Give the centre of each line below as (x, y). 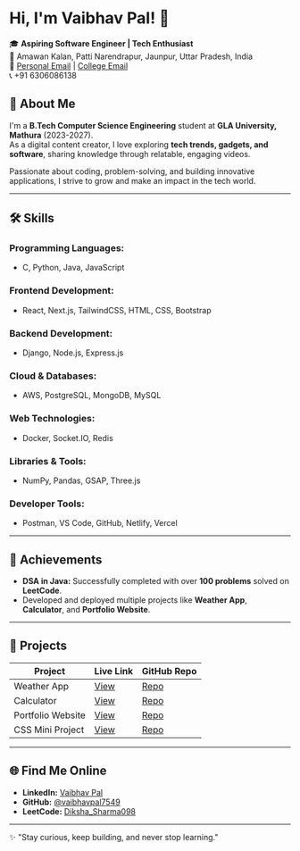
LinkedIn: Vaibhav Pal (62, 792)
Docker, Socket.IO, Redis (67, 438)
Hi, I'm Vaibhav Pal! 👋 (89, 18)
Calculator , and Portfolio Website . (86, 610)
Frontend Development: (62, 291)
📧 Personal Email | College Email (69, 65)
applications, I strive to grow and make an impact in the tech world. (133, 180)
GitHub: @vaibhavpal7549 (71, 802)
